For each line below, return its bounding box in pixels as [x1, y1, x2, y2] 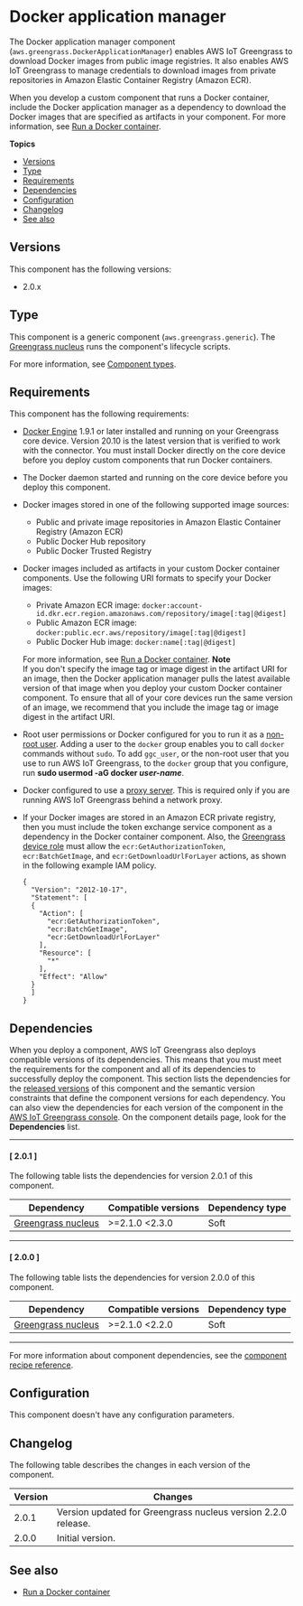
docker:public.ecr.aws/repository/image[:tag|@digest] [35, 629, 246, 638]
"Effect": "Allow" [39, 973, 108, 982]
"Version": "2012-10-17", [31, 885, 128, 895]
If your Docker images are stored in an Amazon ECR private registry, [22, 812, 277, 823]
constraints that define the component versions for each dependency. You [9, 1093, 286, 1104]
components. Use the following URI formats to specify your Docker [22, 573, 272, 584]
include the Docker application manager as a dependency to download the [9, 101, 287, 112]
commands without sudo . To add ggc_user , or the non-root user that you [22, 748, 289, 760]
